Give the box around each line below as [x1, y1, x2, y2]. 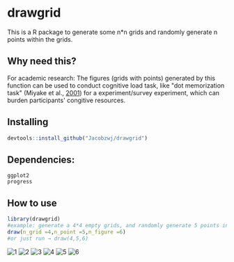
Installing [7, 116, 49, 128]
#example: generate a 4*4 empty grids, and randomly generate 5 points [7, 222, 219, 229]
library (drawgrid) [7, 215, 61, 223]
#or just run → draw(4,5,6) [7, 235, 89, 242]
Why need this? [7, 56, 77, 67]
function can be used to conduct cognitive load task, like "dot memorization [7, 81, 225, 90]
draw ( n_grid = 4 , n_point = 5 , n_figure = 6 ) [7, 228, 127, 236]
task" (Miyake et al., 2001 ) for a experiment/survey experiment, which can [7, 88, 220, 97]
